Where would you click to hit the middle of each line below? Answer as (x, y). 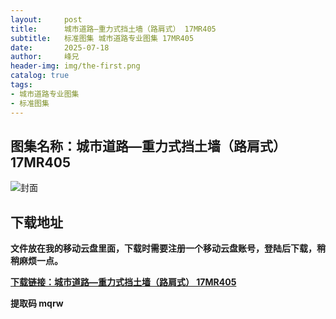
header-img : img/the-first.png (75, 66)
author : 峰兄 (45, 57)
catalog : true (40, 76)
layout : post (46, 19)
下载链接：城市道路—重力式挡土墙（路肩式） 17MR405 (123, 282)
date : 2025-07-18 (60, 47)
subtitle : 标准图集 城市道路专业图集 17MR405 (102, 38)
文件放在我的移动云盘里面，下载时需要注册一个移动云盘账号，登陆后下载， (163, 248)
